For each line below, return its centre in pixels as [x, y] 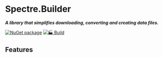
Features [19, 50]
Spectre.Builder [38, 9]
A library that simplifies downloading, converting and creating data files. [82, 23]
